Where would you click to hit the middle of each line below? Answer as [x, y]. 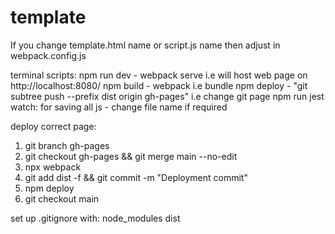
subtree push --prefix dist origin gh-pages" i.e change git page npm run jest [167, 96]
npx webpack [53, 167]
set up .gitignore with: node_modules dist [95, 218]
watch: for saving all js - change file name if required [119, 107]
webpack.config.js [48, 55]
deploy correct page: [53, 126]
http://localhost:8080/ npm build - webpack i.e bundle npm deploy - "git [159, 85]
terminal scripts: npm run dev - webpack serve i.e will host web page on [159, 75]
